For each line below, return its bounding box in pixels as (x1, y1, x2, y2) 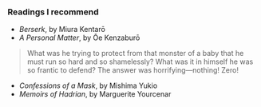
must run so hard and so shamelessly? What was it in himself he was (26, 57, 254, 66)
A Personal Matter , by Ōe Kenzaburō (18, 33, 140, 42)
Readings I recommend (7, 6, 99, 18)
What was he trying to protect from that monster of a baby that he (26, 49, 244, 58)
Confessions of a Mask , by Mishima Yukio (18, 81, 158, 90)
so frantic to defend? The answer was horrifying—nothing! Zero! (26, 65, 239, 75)
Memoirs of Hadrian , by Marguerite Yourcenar (18, 89, 172, 99)
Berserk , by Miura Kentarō (18, 25, 105, 34)
